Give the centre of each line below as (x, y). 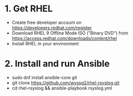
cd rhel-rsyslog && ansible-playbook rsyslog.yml (62, 88)
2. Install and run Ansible (57, 64)
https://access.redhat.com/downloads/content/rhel (65, 38)
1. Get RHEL (29, 9)
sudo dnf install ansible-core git (45, 77)
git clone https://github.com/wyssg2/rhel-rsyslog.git (66, 83)
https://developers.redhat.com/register (52, 27)
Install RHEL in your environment (45, 43)
